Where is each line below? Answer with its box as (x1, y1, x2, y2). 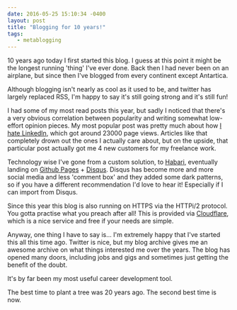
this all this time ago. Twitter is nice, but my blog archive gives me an (7, 238, 208, 247)
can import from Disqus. (7, 188, 78, 196)
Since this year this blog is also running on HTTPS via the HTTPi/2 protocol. (7, 201, 228, 210)
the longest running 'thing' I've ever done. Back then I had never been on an (7, 64, 229, 72)
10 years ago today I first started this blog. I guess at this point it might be (7, 56, 221, 65)
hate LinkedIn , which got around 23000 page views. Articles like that (7, 129, 207, 138)
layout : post (7, 17, 46, 24)
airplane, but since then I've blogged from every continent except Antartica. (7, 72, 229, 80)
